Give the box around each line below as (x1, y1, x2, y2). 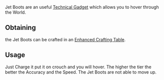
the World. (5, 9, 26, 15)
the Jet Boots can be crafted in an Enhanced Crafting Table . (5, 36, 126, 42)
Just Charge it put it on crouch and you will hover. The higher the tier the (5, 64, 152, 70)
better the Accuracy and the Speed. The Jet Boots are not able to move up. (5, 69, 157, 75)
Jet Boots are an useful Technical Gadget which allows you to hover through (5, 4, 159, 10)
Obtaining (5, 24, 36, 32)
